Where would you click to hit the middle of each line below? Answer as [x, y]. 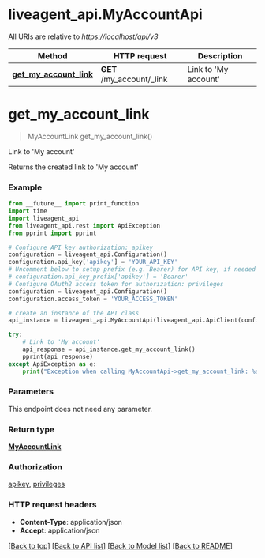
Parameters [31, 391]
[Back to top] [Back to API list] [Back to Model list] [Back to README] [120, 545]
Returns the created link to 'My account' [73, 167]
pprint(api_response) [58, 356]
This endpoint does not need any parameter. [80, 409]
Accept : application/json [60, 530]
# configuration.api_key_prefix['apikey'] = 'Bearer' [99, 277]
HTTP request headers [52, 505]
